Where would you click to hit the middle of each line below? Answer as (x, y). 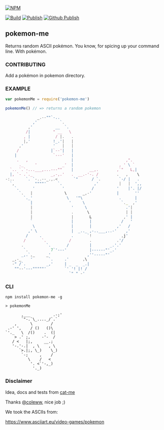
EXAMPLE (18, 89)
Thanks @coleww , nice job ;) (35, 402)
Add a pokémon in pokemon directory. (45, 76)
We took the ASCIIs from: (32, 412)
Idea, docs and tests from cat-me (40, 392)
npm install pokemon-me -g (34, 297)
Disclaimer (19, 381)
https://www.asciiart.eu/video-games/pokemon (55, 421)
